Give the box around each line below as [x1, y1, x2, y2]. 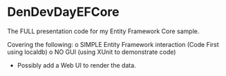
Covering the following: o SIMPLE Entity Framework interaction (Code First [7, 40, 219, 48]
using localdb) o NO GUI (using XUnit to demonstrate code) [7, 48, 176, 56]
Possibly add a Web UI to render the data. [17, 61, 136, 69]
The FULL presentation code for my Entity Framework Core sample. [7, 27, 200, 35]
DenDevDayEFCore [7, 4, 120, 20]
